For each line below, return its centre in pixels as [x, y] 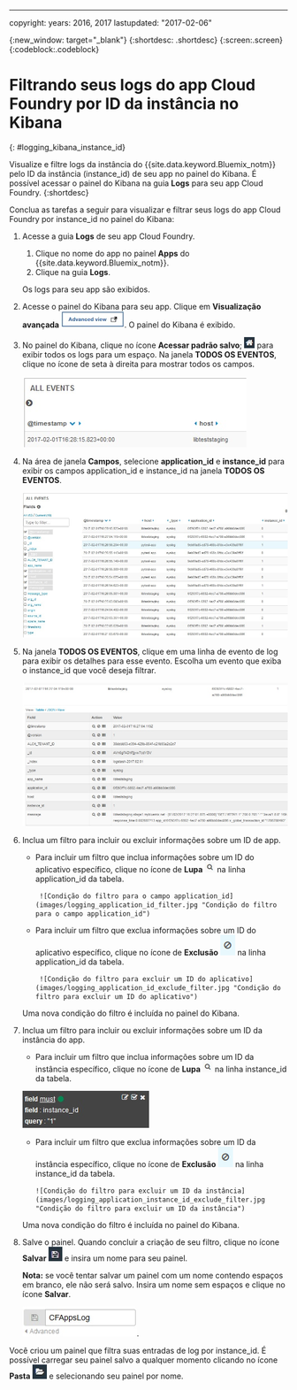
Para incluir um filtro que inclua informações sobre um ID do [145, 857]
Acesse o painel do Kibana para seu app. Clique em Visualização [141, 306]
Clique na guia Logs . [72, 272]
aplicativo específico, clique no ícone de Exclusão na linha [151, 953]
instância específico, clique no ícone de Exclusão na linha [149, 1164]
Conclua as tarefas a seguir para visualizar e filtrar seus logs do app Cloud [145, 210]
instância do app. [53, 1040]
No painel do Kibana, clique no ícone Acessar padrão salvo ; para [148, 345]
